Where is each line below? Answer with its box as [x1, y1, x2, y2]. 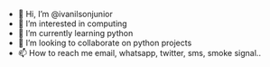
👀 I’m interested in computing [17, 18, 128, 29]
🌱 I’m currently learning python [17, 28, 134, 38]
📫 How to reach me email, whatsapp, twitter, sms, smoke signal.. [17, 48, 262, 58]
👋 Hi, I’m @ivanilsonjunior [17, 9, 113, 19]
